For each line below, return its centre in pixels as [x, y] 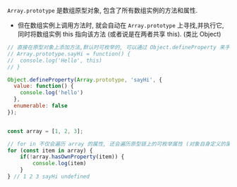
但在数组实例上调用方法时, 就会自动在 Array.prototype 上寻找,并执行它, [121, 25]
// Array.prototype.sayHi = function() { [69, 54]
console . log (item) [60, 164]
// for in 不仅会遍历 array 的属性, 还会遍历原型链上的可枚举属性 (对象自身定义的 [117, 144]
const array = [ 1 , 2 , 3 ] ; [45, 131]
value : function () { [44, 86]
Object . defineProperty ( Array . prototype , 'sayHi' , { [85, 79]
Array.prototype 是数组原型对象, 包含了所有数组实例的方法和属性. [103, 10]
